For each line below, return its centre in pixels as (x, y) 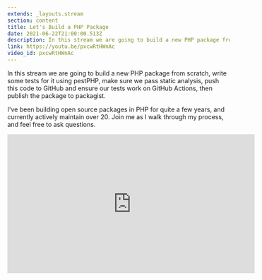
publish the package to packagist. (56, 95)
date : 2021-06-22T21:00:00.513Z (55, 34)
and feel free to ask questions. (52, 124)
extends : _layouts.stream (45, 14)
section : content (33, 20)
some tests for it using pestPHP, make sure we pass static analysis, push (113, 80)
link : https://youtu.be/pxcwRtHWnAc (61, 47)
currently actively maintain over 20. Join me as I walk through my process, (115, 116)
